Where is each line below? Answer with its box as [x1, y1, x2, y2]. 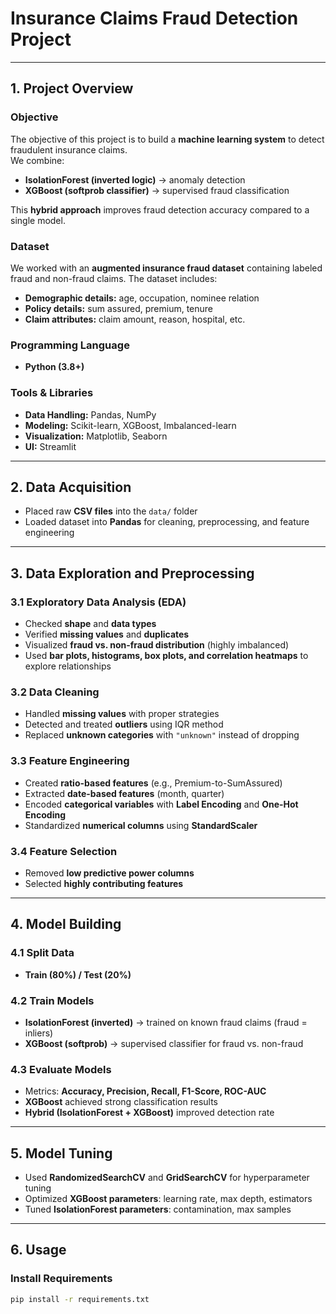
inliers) [24, 1027, 54, 1039]
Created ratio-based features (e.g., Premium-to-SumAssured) [24, 777, 283, 789]
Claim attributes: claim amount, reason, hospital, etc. [24, 313, 246, 325]
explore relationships [24, 660, 112, 672]
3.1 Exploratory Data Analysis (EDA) [10, 595, 187, 609]
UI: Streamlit [24, 440, 77, 452]
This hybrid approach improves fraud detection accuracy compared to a [10, 203, 310, 216]
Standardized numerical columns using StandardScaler [24, 819, 258, 831]
